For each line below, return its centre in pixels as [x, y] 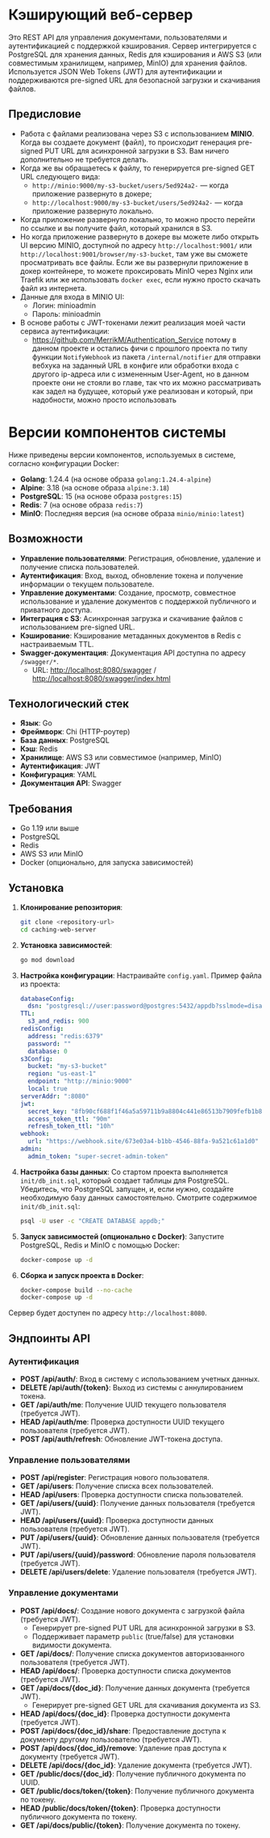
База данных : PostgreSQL [65, 740]
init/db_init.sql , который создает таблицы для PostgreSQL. [125, 1180]
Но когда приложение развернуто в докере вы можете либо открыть [139, 237]
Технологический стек [69, 703]
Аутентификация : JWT [60, 766]
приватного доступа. [56, 610]
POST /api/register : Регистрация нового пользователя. [114, 1478]
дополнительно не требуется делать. [84, 159]
